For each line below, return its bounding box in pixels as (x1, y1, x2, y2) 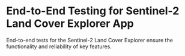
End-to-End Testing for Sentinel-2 (6, 4, 180, 18)
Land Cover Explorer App (6, 17, 134, 30)
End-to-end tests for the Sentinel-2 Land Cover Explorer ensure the (6, 36, 173, 43)
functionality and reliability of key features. (6, 43, 112, 50)
